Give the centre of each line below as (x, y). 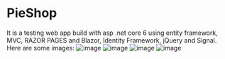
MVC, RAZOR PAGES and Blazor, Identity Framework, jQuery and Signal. (112, 40)
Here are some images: (41, 48)
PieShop (32, 13)
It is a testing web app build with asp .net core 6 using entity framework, (112, 33)
